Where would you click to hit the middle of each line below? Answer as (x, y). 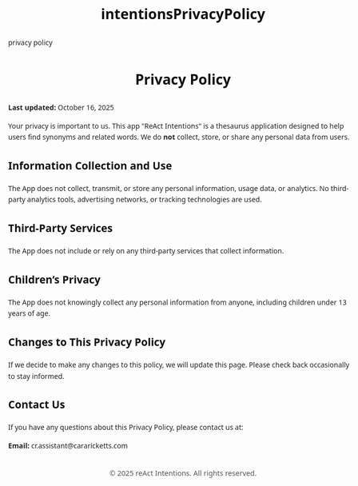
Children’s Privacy (54, 279)
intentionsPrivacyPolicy (183, 14)
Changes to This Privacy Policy (87, 343)
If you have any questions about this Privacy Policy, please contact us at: (126, 427)
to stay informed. (36, 376)
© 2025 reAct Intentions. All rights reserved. (183, 473)
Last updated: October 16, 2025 (61, 108)
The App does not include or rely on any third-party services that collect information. (146, 251)
